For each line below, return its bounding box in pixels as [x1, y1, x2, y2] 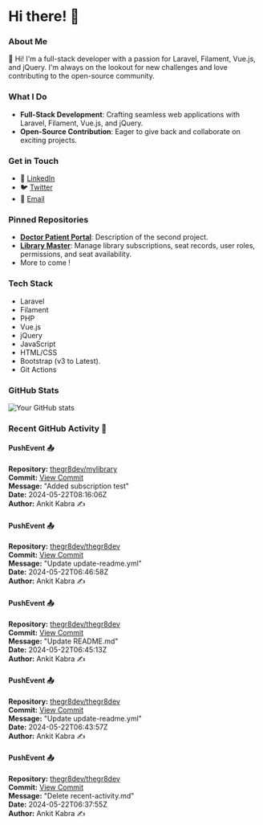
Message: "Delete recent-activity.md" [8, 790, 135, 800]
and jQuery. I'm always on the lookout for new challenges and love [8, 63, 229, 72]
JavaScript [19, 339, 56, 349]
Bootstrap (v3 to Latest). [19, 356, 101, 366]
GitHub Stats [8, 385, 59, 396]
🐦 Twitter [19, 182, 54, 192]
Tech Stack [8, 278, 54, 289]
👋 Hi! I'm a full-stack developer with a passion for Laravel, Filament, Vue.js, [8, 54, 257, 63]
